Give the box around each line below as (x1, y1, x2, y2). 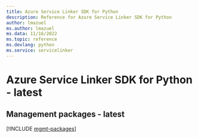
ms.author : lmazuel (6, 25, 55, 32)
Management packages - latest (6, 109, 125, 120)
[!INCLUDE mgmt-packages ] (6, 125, 76, 132)
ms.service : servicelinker (6, 48, 73, 54)
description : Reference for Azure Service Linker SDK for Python (6, 14, 172, 20)
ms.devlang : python (6, 42, 55, 48)
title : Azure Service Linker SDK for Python (6, 8, 119, 15)
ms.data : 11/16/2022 (6, 31, 58, 37)
